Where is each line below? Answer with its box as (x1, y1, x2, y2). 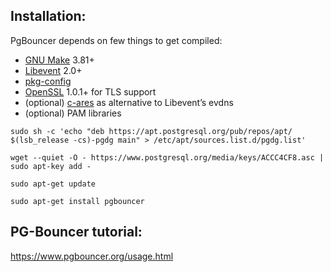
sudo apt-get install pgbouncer (10, 196, 145, 206)
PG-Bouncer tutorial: (10, 224, 143, 241)
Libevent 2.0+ (24, 64, 83, 76)
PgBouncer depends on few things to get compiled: (10, 34, 223, 46)
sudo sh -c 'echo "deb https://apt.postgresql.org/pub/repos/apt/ (10, 126, 293, 136)
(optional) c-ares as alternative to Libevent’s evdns (24, 96, 234, 108)
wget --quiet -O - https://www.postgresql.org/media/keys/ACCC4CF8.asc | (10, 152, 325, 163)
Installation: (10, 8, 87, 25)
